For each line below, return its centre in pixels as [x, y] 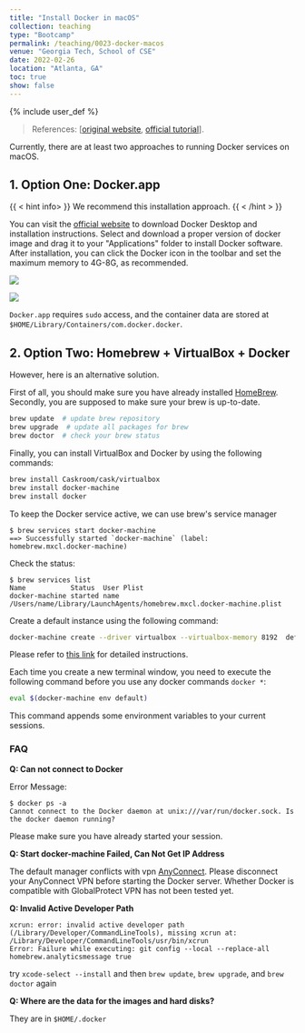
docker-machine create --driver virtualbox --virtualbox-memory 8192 [144, 637]
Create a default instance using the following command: [114, 620]
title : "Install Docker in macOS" [75, 18]
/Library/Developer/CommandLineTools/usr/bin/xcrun [109, 941]
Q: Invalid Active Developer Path [72, 908]
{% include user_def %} [54, 111]
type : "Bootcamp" [42, 35]
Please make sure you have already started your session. [116, 836]
